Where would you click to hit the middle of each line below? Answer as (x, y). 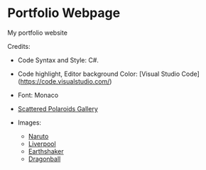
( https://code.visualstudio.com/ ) (65, 81)
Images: (29, 123)
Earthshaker (46, 151)
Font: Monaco (38, 95)
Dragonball (44, 159)
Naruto (38, 136)
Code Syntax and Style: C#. (58, 60)
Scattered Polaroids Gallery (58, 108)
